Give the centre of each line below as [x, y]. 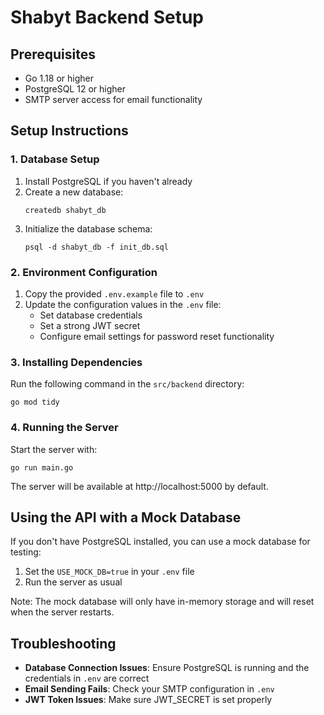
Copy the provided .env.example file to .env [114, 293]
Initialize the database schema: [88, 228]
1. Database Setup [55, 159]
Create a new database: [74, 192]
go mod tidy [35, 402]
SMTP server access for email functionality [113, 99]
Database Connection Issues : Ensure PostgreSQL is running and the [167, 668]
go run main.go [42, 467]
